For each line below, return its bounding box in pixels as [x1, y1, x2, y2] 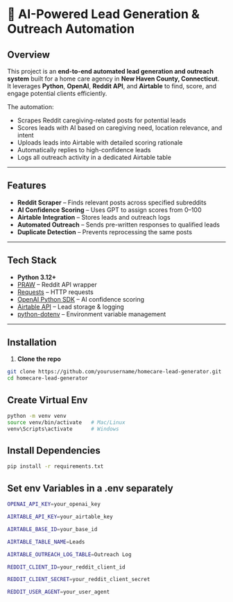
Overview [7, 49, 51, 60]
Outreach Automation [7, 21, 135, 37]
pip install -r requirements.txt [7, 463, 104, 470]
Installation [7, 336, 57, 348]
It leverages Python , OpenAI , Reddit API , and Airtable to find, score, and [7, 82, 217, 90]
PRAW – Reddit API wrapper [17, 280, 97, 288]
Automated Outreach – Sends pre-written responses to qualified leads [17, 220, 221, 229]
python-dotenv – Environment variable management [17, 309, 166, 318]
